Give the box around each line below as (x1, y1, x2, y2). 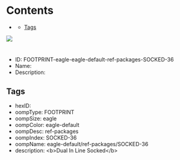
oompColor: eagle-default (14, 121, 79, 128)
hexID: (14, 102, 31, 109)
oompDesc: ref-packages (14, 128, 79, 135)
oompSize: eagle (14, 115, 57, 122)
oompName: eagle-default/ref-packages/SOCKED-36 (14, 140, 149, 147)
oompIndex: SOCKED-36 (14, 134, 77, 141)
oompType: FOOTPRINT (14, 108, 75, 115)
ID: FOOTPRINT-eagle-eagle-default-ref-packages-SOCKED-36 (14, 56, 174, 63)
